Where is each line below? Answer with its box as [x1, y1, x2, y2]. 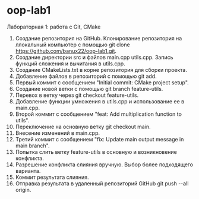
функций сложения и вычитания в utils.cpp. [15, 60, 125, 67]
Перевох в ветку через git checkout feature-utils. [15, 91, 139, 99]
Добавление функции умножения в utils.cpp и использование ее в [15, 97, 185, 105]
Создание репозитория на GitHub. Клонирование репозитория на [15, 34, 182, 42]
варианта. [15, 167, 41, 174]
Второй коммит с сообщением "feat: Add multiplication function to [15, 110, 182, 118]
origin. [15, 186, 31, 193]
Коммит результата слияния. [15, 173, 89, 181]
